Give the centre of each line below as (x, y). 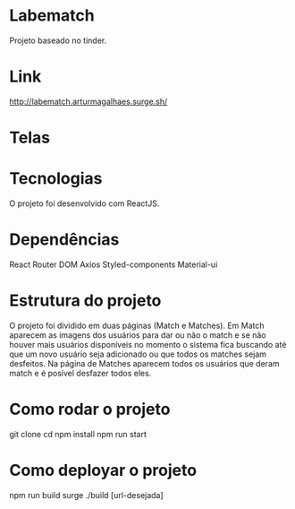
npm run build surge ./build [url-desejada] (86, 495)
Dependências (64, 240)
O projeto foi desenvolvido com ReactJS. (84, 203)
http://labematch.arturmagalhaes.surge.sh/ (88, 101)
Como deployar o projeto (103, 470)
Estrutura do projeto (85, 301)
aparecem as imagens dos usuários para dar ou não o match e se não (138, 335)
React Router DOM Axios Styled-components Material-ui (114, 264)
